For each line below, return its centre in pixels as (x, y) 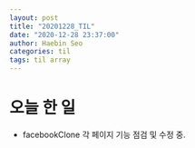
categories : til (40, 52)
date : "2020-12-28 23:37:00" (64, 35)
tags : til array (40, 60)
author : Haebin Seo (46, 43)
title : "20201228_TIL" (52, 26)
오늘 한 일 (43, 108)
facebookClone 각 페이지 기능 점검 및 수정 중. (104, 134)
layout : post (34, 18)
